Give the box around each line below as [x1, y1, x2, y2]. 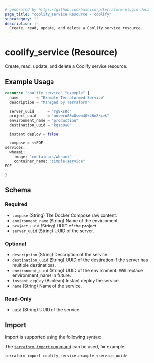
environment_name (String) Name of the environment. [12, 217, 119, 223]
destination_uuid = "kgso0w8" [9, 123, 72, 128]
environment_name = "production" [9, 118, 79, 123]
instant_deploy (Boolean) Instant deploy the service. [12, 277, 120, 283]
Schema [5, 186, 31, 194]
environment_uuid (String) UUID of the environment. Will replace [12, 267, 143, 273]
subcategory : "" [5, 16, 39, 21]
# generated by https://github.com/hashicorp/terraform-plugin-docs [5, 7, 150, 12]
